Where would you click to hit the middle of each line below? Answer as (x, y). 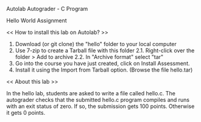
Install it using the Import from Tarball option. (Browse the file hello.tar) (104, 70)
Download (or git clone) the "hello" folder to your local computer (96, 44)
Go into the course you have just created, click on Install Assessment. (102, 63)
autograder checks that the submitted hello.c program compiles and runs (98, 100)
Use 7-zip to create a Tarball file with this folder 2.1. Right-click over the (105, 50)
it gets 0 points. (26, 113)
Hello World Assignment (37, 20)
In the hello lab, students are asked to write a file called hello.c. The (91, 93)
